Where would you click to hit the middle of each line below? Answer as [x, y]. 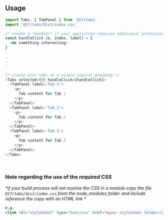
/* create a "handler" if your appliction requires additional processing [85, 34]
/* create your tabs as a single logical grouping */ [62, 75]
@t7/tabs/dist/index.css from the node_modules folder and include [75, 193]
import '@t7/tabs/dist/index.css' [41, 25]
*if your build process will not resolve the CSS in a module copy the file [78, 188]
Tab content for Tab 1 [42, 94]
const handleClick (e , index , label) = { [49, 38]
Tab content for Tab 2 [42, 117]
